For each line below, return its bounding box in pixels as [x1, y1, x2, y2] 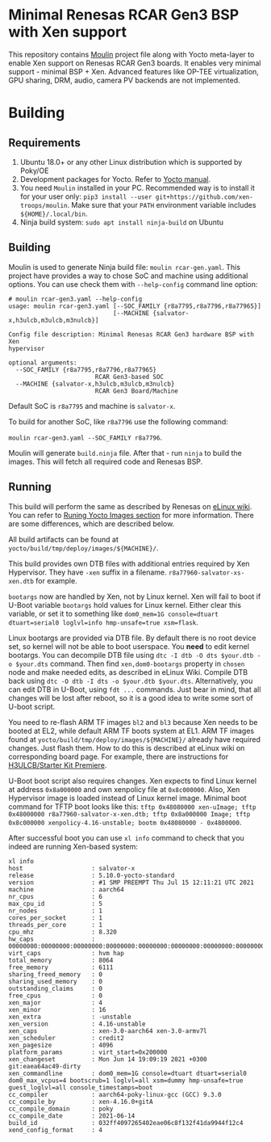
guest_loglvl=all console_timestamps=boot [8, 1083, 153, 1092]
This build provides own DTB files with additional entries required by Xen [8, 558, 250, 568]
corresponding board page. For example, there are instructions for [8, 752, 229, 761]
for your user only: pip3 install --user [19, 192, 152, 201]
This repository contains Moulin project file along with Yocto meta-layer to [8, 49, 255, 59]
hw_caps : [8, 935, 95, 943]
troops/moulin [19, 201, 68, 209]
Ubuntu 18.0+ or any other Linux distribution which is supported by [19, 157, 243, 166]
